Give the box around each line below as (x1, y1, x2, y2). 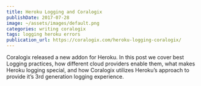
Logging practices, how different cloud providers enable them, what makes (6, 60, 196, 67)
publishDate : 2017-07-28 (6, 15, 70, 21)
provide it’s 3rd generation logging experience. (6, 73, 124, 80)
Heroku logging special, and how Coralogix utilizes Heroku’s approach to (6, 67, 189, 73)
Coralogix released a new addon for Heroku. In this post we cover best (6, 54, 185, 61)
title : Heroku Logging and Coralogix (6, 8, 103, 15)
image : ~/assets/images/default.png (6, 20, 100, 26)
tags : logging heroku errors (6, 31, 81, 38)
